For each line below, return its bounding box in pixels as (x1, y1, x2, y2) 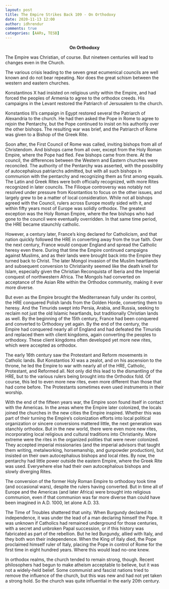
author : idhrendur (5, 21, 44, 27)
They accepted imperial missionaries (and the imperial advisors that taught (5, 442, 160, 448)
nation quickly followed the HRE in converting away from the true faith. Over (5, 237, 163, 242)
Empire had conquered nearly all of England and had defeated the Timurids (5, 326, 161, 332)
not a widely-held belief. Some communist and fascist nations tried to (5, 567, 149, 573)
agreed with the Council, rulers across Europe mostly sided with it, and (5, 200, 152, 206)
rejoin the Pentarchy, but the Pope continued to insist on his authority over (5, 121, 159, 127)
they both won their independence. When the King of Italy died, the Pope (5, 536, 157, 542)
